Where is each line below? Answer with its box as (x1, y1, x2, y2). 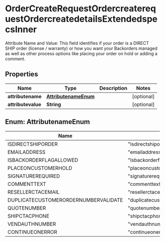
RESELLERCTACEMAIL (7, 188, 60, 195)
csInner (5, 24, 37, 35)
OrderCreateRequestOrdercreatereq (5, 3, 156, 14)
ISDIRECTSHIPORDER (7, 141, 58, 148)
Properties (5, 70, 38, 79)
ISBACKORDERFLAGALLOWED (7, 156, 79, 163)
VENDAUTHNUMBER (7, 220, 56, 227)
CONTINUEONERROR (7, 228, 57, 235)
